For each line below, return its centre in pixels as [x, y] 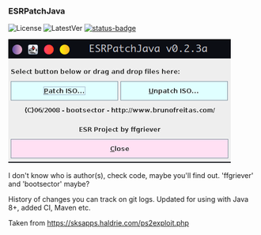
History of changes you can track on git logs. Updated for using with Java [129, 199]
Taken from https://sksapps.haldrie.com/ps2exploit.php [99, 223]
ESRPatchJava [37, 11]
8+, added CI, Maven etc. [49, 208]
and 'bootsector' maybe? [49, 184]
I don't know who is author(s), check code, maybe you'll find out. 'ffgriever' [131, 176]
